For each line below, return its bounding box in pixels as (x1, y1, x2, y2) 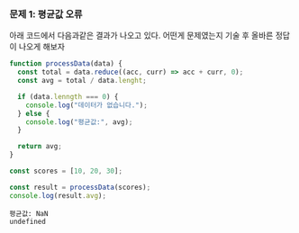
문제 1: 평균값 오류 (9, 7, 83, 20)
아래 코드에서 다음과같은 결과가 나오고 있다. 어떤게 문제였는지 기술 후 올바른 (9, 30, 274, 41)
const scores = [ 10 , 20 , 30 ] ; (9, 166, 123, 176)
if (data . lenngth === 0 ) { (17, 92, 119, 101)
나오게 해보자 (18, 41, 66, 52)
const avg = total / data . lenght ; (17, 76, 147, 85)
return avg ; (17, 142, 63, 151)
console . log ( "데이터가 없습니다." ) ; (25, 101, 149, 110)
